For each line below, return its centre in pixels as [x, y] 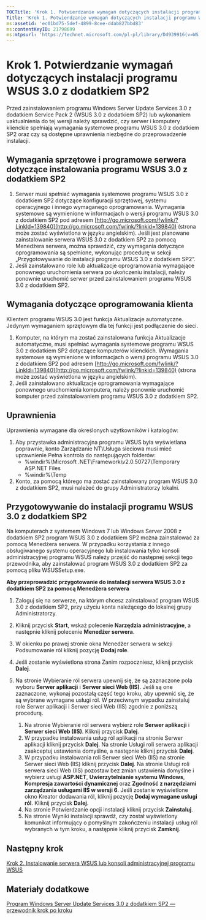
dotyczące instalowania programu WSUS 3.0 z [97, 169]
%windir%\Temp [45, 474]
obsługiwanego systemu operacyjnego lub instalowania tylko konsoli [93, 551]
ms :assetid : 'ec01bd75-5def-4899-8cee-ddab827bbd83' [75, 23]
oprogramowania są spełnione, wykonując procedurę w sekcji [93, 253]
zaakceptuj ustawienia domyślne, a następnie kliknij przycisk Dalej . [109, 751]
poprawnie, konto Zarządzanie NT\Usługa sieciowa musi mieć [93, 449]
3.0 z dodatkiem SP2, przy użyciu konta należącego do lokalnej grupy [103, 607]
